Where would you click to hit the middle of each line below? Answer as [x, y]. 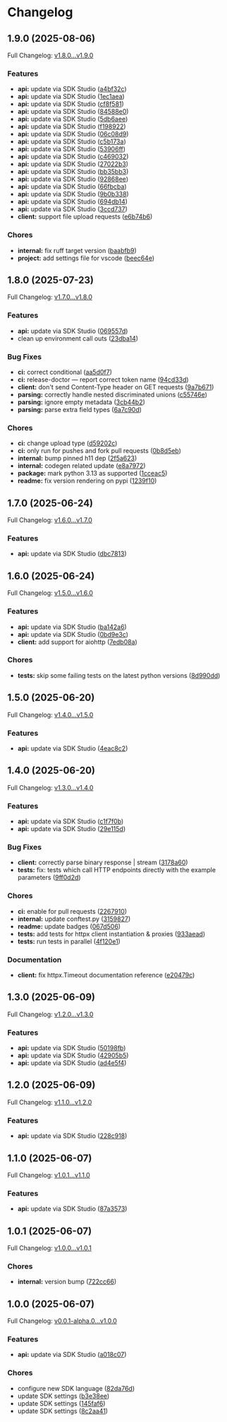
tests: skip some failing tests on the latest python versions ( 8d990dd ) [119, 675]
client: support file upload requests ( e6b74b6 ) [85, 217]
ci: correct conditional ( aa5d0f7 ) [65, 372]
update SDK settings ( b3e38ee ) [63, 1396]
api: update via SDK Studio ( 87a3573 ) [72, 1209]
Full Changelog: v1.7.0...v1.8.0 [50, 297]
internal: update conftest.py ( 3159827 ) [74, 919]
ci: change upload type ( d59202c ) [67, 443]
